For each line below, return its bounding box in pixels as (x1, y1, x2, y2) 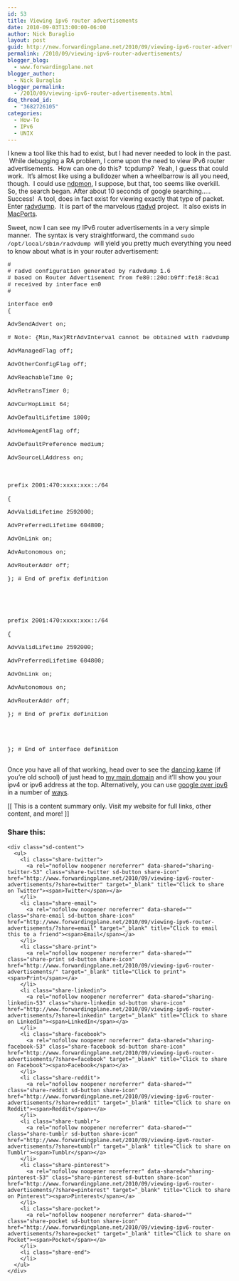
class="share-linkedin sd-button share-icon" (48, 999, 186, 1007)
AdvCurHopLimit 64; (7, 400, 70, 408)
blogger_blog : (7, 57, 50, 64)
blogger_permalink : (7, 83, 65, 90)
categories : (7, 110, 43, 117)
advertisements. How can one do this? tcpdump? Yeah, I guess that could (7, 165, 229, 173)
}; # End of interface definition (7, 746, 119, 754)
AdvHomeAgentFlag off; (7, 427, 80, 435)
